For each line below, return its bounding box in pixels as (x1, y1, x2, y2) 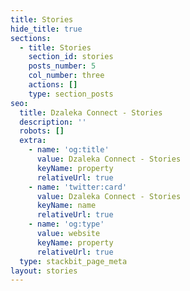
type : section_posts (28, 89, 114, 99)
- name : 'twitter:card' (28, 182, 128, 192)
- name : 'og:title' (28, 145, 110, 155)
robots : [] (19, 126, 65, 136)
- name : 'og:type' (28, 219, 105, 230)
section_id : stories (28, 52, 114, 62)
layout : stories (10, 266, 78, 276)
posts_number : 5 (28, 61, 97, 71)
